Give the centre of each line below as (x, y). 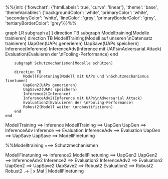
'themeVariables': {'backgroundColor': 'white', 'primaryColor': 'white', (77, 12)
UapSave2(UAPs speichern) (50, 89)
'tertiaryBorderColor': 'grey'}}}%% (41, 23)
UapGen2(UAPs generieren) (50, 85)
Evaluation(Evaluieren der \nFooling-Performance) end (62, 54)
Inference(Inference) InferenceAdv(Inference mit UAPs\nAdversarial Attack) (83, 49)
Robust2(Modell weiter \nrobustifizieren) (68, 107)
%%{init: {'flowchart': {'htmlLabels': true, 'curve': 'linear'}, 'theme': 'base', (82, 7)
